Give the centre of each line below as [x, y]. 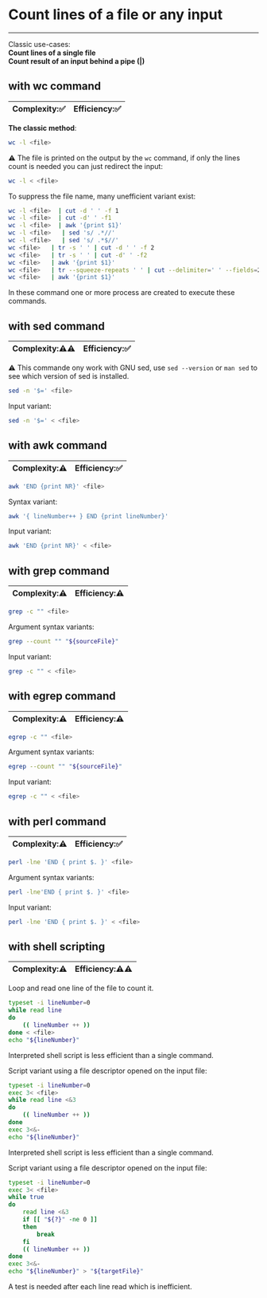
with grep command [59, 570]
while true [26, 1198]
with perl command [57, 822]
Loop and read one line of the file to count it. [81, 988]
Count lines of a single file [52, 53]
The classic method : [43, 128]
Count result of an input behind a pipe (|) [77, 61]
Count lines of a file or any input [116, 15]
